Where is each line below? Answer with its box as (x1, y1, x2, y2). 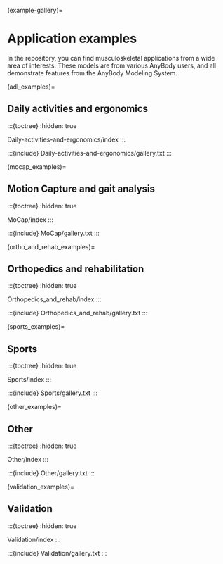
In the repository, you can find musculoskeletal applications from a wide (7, 54, 215, 62)
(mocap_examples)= (7, 162, 67, 171)
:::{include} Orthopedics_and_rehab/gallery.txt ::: (7, 309, 148, 318)
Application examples (7, 31, 137, 46)
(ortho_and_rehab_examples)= (7, 242, 95, 251)
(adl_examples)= (7, 82, 55, 91)
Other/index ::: (7, 456, 49, 463)
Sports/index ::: (7, 375, 52, 384)
